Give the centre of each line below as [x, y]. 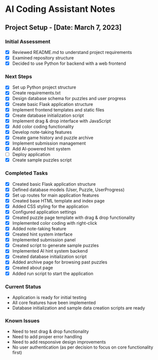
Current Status [23, 287]
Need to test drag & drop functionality [50, 332]
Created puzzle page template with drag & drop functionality [74, 217]
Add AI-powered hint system [41, 149]
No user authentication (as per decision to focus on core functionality [83, 347]
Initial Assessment [28, 42]
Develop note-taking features [42, 132]
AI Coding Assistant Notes [60, 9]
